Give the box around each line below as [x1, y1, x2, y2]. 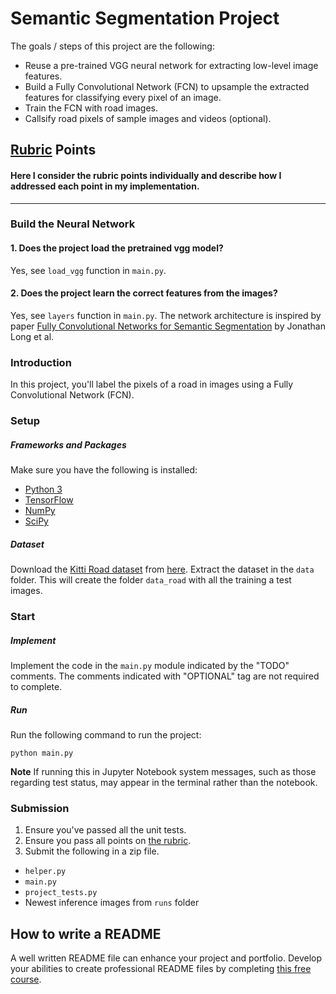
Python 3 [24, 483, 63, 496]
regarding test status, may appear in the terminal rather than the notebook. [10, 776, 318, 788]
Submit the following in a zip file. [24, 845, 160, 857]
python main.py [10, 748, 74, 758]
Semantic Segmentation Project [10, 7, 280, 30]
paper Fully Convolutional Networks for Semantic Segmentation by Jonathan [10, 320, 326, 332]
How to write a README [10, 925, 162, 942]
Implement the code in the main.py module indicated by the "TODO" [10, 659, 290, 671]
